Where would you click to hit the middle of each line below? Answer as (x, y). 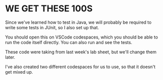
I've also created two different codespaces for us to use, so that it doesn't (80, 67)
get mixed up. (19, 72)
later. (10, 57)
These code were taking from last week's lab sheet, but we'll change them (81, 52)
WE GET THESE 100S (49, 9)
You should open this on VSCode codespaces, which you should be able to (81, 37)
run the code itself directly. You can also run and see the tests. (69, 42)
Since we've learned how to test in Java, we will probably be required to (78, 22)
